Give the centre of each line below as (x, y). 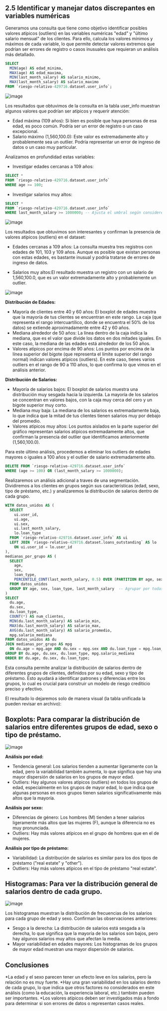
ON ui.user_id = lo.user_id (43, 547)
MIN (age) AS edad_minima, (37, 68)
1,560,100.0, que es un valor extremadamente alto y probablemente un (84, 278)
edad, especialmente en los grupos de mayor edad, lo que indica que (83, 787)
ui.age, (22, 519)
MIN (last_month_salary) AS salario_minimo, (55, 77)
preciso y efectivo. (24, 688)
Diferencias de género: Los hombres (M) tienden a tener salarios (79, 817)
